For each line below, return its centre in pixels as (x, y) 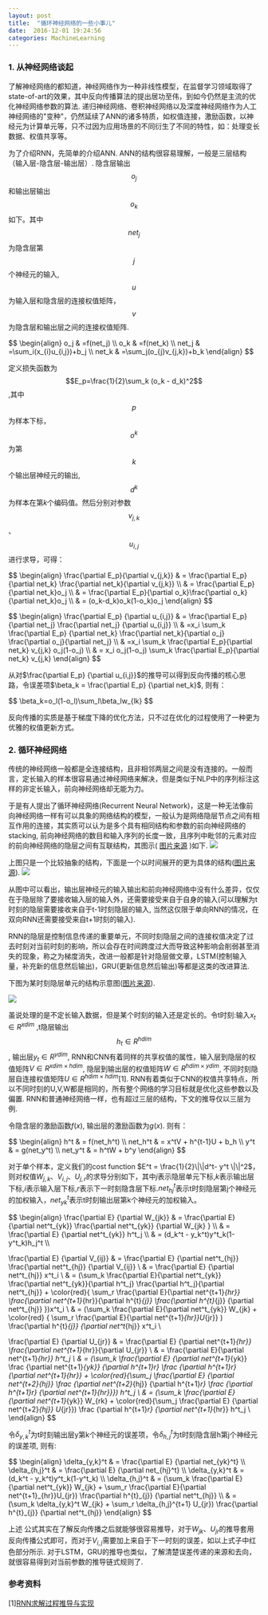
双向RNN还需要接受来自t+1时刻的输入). (72, 920)
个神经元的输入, (34, 274)
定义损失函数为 (33, 368)
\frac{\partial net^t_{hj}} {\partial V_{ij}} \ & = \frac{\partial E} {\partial (121, 1266)
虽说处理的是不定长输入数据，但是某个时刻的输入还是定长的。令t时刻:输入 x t (132, 1016)
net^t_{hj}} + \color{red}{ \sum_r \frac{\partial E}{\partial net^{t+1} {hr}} (124, 1292)
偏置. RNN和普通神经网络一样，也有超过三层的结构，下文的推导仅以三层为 (130, 1098)
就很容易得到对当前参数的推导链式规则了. (76, 1562)
